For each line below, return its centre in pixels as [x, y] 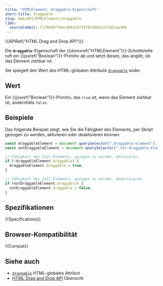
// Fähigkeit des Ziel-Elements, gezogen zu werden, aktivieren [71, 157]
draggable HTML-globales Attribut [46, 273]
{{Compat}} [16, 246]
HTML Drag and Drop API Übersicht [48, 278]
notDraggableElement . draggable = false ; [51, 188]
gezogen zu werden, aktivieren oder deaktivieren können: [63, 134]
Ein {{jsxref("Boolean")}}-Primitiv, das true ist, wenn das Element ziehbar [78, 97]
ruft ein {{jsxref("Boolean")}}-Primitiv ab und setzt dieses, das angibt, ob [78, 56]
